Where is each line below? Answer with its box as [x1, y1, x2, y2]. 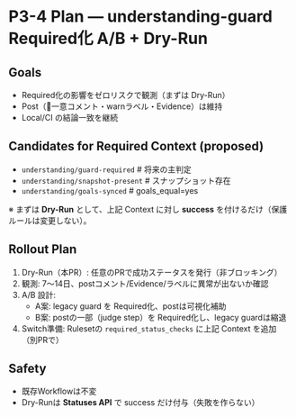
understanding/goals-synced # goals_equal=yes [21, 185, 199, 195]
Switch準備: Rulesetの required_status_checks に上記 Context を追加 [21, 322, 277, 334]
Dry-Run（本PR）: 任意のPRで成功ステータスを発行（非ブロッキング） [21, 267, 283, 277]
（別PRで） [21, 334, 64, 345]
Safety [8, 361, 47, 376]
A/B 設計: [21, 289, 56, 300]
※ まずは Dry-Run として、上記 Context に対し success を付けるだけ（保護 [8, 204, 288, 214]
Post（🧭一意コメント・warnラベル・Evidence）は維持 [21, 101, 223, 112]
